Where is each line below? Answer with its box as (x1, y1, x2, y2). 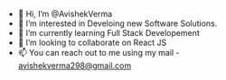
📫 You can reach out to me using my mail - (17, 48, 180, 58)
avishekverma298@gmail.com (17, 60, 132, 71)
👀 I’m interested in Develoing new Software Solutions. (17, 18, 218, 29)
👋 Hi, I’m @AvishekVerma (17, 9, 113, 19)
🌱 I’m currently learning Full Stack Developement (17, 28, 201, 38)
